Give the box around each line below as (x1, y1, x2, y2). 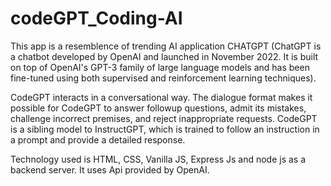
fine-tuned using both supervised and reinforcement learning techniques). (10, 72, 317, 84)
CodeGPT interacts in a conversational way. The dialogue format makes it (10, 91, 313, 103)
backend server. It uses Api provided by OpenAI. (10, 163, 210, 176)
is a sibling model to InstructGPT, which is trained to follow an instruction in (10, 123, 320, 135)
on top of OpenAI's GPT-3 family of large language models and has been (10, 61, 310, 73)
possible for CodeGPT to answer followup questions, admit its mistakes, (10, 102, 307, 114)
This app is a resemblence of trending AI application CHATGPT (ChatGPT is (10, 40, 322, 52)
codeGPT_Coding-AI (10, 7, 183, 30)
